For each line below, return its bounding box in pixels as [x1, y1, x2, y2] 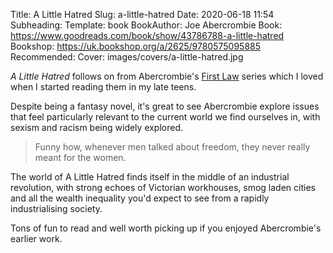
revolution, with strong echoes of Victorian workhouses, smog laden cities [10, 182, 316, 193]
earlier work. [10, 233, 63, 244]
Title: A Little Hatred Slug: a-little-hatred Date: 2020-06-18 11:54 [10, 9, 275, 20]
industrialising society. [10, 203, 103, 214]
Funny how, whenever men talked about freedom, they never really [34, 141, 311, 153]
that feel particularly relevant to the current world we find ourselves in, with [10, 111, 321, 123]
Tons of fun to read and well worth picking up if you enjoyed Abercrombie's [10, 222, 322, 234]
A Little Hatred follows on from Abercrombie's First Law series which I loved [10, 70, 324, 82]
